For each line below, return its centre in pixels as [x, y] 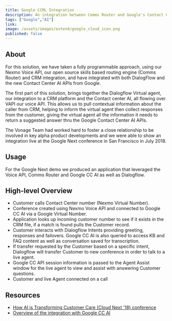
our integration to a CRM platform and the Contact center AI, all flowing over [85, 98]
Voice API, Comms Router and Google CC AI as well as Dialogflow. [75, 175]
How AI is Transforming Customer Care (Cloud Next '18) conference [84, 308]
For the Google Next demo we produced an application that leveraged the [83, 169]
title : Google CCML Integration [40, 10]
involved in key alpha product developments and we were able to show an [83, 135]
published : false [24, 34]
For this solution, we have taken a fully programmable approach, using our [84, 66]
